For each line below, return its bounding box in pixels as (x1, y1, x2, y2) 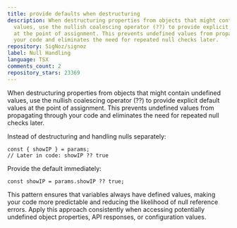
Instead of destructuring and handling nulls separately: (7, 132, 166, 141)
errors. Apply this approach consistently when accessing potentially (7, 205, 205, 213)
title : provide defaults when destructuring (7, 10, 140, 18)
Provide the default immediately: (7, 164, 102, 172)
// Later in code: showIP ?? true (7, 152, 109, 159)
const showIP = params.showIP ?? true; (7, 177, 125, 185)
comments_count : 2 (7, 63, 61, 70)
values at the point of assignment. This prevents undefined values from (7, 103, 214, 112)
